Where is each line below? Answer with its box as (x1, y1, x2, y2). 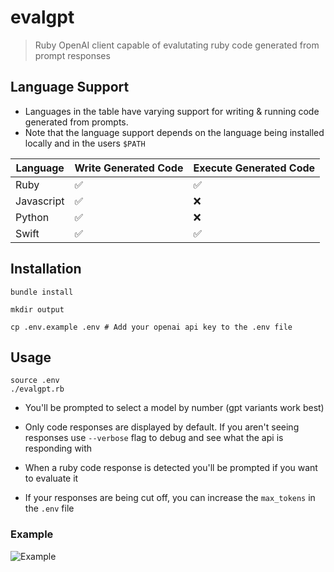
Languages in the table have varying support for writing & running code (24, 105, 320, 117)
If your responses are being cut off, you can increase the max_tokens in (24, 492, 316, 504)
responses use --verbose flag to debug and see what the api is (24, 432, 284, 444)
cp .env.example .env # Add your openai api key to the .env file (10, 322, 293, 332)
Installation (10, 261, 82, 278)
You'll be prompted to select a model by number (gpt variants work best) (24, 402, 325, 414)
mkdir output (10, 304, 65, 315)
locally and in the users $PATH (24, 137, 146, 149)
